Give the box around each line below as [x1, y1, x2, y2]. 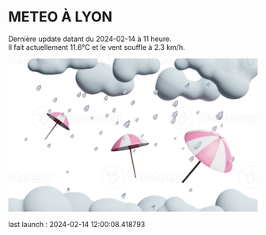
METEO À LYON [8, 8, 113, 26]
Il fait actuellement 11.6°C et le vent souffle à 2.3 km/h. [8, 42, 185, 51]
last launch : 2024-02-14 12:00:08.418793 [8, 220, 146, 229]
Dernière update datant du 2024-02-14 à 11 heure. [8, 34, 172, 44]
